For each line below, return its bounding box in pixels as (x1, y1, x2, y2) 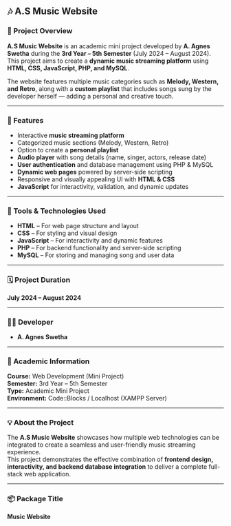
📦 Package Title (7, 494, 63, 504)
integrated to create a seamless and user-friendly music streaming (7, 441, 196, 449)
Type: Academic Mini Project (7, 387, 89, 395)
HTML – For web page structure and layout (16, 222, 139, 230)
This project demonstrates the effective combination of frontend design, (7, 455, 214, 464)
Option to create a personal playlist (16, 145, 119, 154)
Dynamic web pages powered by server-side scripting (16, 168, 173, 176)
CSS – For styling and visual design (16, 229, 118, 237)
